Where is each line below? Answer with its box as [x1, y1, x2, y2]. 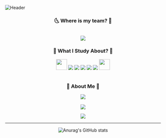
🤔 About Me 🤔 [66, 83, 100, 90]
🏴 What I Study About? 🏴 [53, 47, 113, 54]
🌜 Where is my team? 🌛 [54, 17, 112, 24]
